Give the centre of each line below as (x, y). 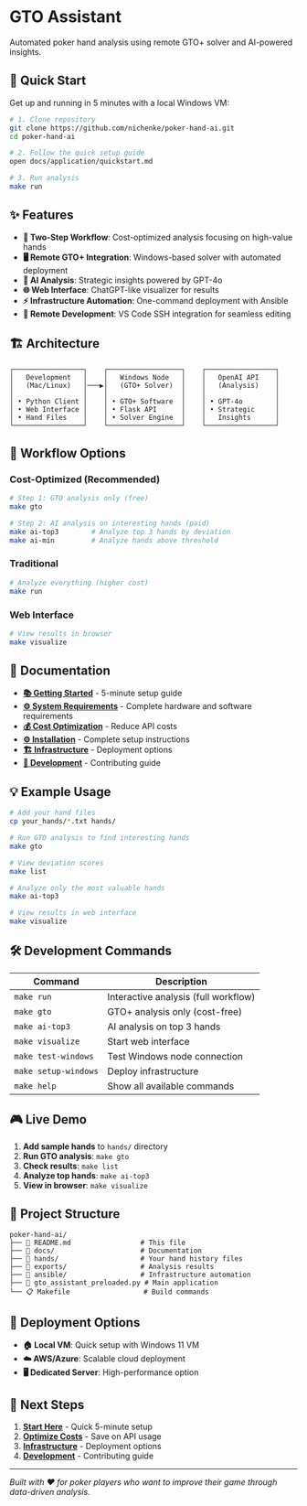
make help (35, 1086)
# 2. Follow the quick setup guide (77, 153)
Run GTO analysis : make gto (76, 1156)
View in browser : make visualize (85, 1185)
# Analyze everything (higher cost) (79, 583)
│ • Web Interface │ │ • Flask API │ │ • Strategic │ (145, 409)
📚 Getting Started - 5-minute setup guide (102, 694)
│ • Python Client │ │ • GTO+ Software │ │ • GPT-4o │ (145, 401)
